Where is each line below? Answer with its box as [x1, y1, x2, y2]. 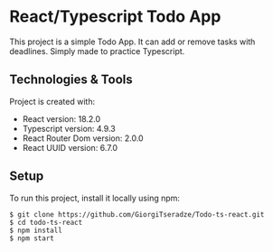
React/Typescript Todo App [9, 6, 221, 27]
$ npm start [9, 233, 54, 243]
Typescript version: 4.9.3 [22, 123, 116, 134]
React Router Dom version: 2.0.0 [22, 133, 144, 144]
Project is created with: [9, 96, 96, 107]
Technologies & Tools [9, 72, 133, 88]
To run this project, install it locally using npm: [9, 192, 181, 203]
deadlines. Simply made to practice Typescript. [9, 45, 185, 56]
